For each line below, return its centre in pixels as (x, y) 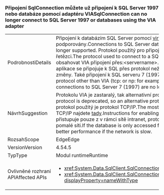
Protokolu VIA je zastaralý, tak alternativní (103, 95)
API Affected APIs (27, 177)
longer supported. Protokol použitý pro (100, 50)
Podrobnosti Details (29, 63)
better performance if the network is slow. (104, 131)
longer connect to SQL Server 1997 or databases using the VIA (81, 20)
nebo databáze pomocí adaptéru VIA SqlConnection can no (76, 14)
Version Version (25, 148)
